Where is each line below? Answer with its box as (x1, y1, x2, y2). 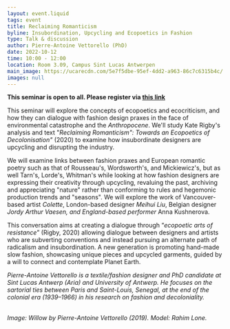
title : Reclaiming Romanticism (7, 23, 97, 30)
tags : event (7, 17, 41, 23)
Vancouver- (182, 193, 216, 201)
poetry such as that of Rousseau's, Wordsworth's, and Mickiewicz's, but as (7, 163, 221, 172)
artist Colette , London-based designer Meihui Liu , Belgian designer (26, 201, 217, 209)
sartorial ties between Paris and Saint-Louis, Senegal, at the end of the (7, 286, 209, 294)
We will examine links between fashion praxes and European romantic (7, 157, 205, 165)
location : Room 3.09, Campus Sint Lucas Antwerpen (7, 61, 156, 68)
